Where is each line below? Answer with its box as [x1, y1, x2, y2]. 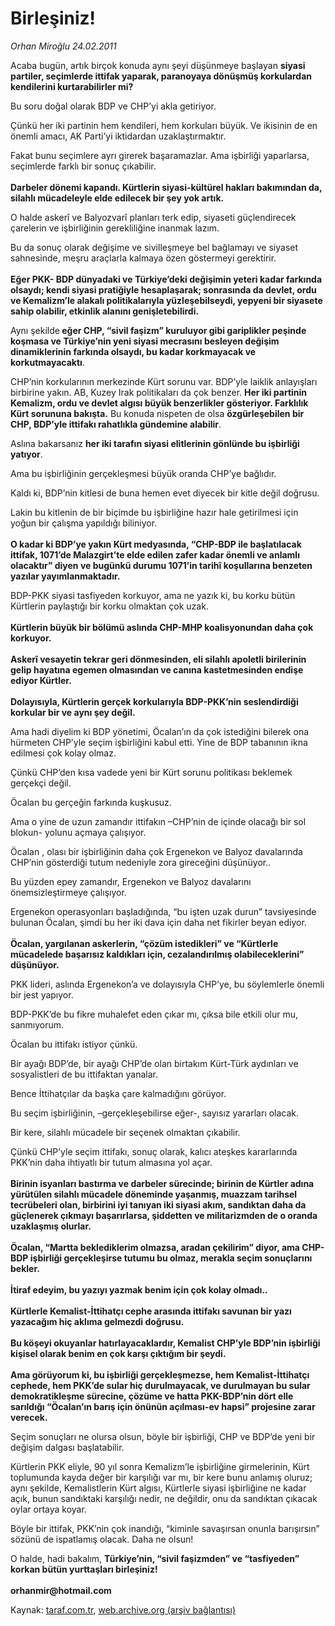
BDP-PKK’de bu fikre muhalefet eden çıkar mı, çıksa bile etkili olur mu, [10, 1008, 299, 1020]
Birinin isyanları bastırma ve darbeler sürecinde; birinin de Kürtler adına [10, 1177, 315, 1189]
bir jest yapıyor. [10, 988, 74, 1001]
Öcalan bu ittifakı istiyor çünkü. [10, 1038, 138, 1050]
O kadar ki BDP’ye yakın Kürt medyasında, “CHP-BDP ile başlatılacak [10, 538, 302, 550]
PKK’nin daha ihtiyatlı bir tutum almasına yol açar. [10, 1156, 213, 1168]
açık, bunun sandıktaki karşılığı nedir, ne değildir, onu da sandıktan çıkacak [10, 1492, 318, 1504]
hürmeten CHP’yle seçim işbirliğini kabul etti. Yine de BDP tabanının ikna [10, 736, 308, 748]
